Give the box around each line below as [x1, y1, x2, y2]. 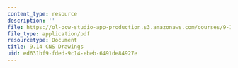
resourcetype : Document [7, 37, 78, 44]
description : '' [7, 17, 55, 24]
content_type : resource [7, 10, 78, 18]
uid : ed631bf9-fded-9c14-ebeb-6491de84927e [7, 50, 138, 57]
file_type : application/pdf [7, 30, 91, 38]
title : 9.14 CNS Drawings [7, 43, 84, 50]
